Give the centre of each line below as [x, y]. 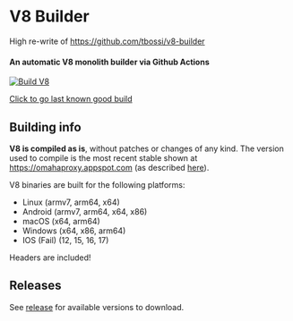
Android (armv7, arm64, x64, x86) [85, 211]
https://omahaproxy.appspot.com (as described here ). [109, 167]
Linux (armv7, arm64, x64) [71, 202]
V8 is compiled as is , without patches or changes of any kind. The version [147, 148]
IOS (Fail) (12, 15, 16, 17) [65, 240]
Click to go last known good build [71, 99]
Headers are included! [50, 258]
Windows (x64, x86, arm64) [74, 231]
